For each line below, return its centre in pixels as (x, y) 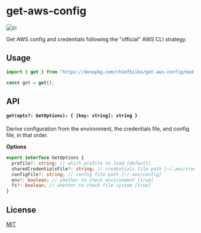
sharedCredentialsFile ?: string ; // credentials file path (87, 169)
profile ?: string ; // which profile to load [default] (81, 163)
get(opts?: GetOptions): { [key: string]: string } (72, 116)
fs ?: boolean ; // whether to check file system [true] (81, 186)
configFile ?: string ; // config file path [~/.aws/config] (87, 174)
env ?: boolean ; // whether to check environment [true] (83, 180)
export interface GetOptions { (45, 158)
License (21, 210)
